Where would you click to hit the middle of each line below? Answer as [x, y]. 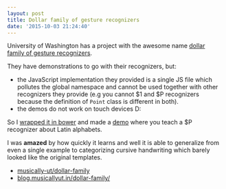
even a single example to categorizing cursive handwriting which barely [109, 150]
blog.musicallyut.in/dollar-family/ [64, 178]
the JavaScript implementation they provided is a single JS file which [115, 80]
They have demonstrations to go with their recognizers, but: [92, 67]
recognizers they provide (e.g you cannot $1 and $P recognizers [108, 94]
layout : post [26, 13]
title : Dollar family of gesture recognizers [73, 20]
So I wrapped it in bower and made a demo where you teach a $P [100, 122]
